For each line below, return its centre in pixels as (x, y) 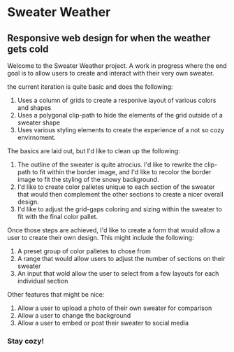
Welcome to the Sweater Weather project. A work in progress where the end (117, 66)
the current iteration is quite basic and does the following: (90, 87)
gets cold (28, 49)
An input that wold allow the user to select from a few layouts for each (118, 273)
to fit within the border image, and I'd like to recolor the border (122, 172)
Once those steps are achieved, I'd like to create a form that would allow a (114, 230)
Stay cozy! (25, 341)
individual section (43, 281)
